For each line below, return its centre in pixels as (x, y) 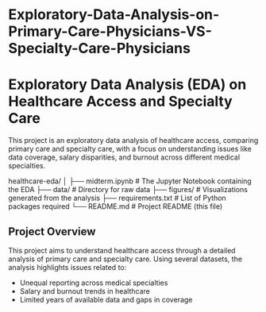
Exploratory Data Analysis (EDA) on (127, 85)
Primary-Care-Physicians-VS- (110, 31)
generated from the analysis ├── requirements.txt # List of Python (117, 198)
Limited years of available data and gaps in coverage (106, 299)
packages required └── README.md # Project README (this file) (116, 206)
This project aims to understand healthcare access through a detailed (122, 250)
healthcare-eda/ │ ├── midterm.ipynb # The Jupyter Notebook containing (130, 181)
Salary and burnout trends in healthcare (85, 291)
